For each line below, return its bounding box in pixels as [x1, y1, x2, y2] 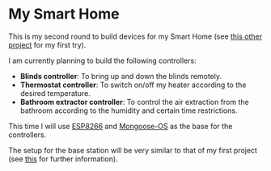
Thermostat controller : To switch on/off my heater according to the [19, 80, 247, 90]
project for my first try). [8, 40, 87, 49]
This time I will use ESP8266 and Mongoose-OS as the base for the [8, 121, 233, 131]
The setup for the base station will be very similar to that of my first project [8, 145, 257, 155]
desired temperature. [19, 88, 91, 98]
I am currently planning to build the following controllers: [8, 56, 197, 65]
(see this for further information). [8, 154, 119, 164]
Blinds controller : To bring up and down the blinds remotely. [19, 71, 222, 81]
